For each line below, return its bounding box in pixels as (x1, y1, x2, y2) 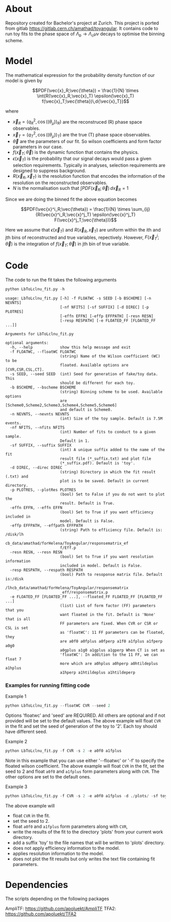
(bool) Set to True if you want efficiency (60, 510, 154, 515)
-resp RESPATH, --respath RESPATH (10, 567, 83, 573)
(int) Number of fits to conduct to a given (60, 429, 156, 434)
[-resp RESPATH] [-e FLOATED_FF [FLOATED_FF (60, 318, 156, 323)
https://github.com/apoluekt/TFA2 (5, 911, 77, 917)
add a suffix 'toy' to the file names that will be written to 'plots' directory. (12, 840, 165, 846)
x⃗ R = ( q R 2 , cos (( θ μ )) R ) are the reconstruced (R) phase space (12, 118, 142, 126)
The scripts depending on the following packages (5, 896, 109, 902)
